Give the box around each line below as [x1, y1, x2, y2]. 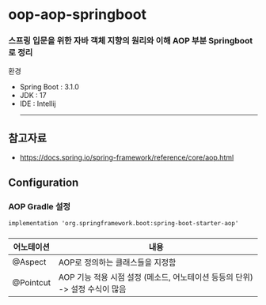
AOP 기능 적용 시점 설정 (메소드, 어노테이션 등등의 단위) [58, 271, 253, 282]
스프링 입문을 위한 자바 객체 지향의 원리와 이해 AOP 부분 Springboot [8, 36, 253, 47]
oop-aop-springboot [8, 6, 147, 24]
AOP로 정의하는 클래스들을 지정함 [58, 257, 177, 268]
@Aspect [12, 256, 47, 267]
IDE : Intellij [19, 99, 57, 108]
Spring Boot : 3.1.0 [19, 82, 79, 92]
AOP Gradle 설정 [8, 201, 71, 212]
